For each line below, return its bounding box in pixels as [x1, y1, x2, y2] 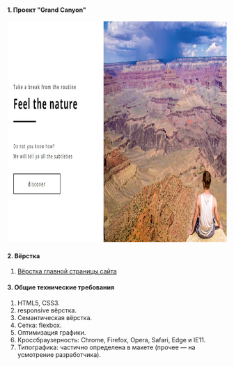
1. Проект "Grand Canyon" [7, 6, 87, 14]
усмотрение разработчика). [17, 350, 101, 358]
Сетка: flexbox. [17, 321, 62, 329]
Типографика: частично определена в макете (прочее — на [17, 343, 196, 351]
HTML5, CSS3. [17, 299, 61, 307]
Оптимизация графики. [17, 328, 86, 337]
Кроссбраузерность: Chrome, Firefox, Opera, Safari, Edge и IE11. [17, 335, 206, 344]
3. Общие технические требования [7, 283, 115, 292]
